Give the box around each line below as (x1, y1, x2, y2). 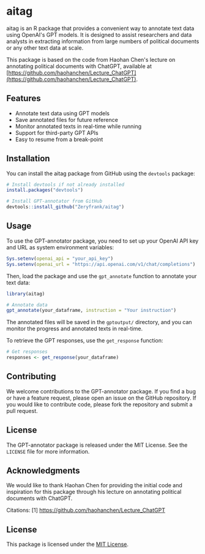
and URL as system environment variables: (6, 243, 114, 251)
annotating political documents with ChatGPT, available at (6, 63, 152, 70)
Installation (6, 153, 50, 164)
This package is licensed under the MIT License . (6, 541, 129, 548)
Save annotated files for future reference (15, 116, 118, 123)
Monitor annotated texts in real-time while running (15, 123, 142, 130)
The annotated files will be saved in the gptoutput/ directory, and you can (6, 319, 192, 326)
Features (6, 93, 41, 104)
